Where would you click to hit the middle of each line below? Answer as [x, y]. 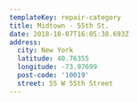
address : [25, 42]
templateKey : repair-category [65, 17]
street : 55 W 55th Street [65, 83]
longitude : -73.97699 [57, 67]
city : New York [45, 51]
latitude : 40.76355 [53, 59]
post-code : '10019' [53, 75]
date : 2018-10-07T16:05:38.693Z [69, 34]
